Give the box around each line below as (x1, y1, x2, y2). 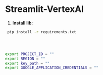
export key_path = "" (5, 61, 50, 66)
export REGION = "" (5, 56, 46, 61)
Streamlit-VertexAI (5, 3, 84, 15)
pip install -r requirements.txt (7, 29, 77, 34)
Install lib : (12, 20, 33, 26)
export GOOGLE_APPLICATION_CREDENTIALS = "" (5, 66, 99, 71)
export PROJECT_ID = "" (5, 51, 54, 57)
